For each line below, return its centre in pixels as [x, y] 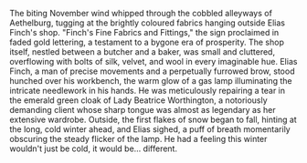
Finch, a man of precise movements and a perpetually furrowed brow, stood [152, 71]
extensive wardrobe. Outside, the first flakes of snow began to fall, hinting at [153, 119]
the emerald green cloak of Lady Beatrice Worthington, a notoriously [138, 100]
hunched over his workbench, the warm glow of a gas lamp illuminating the [151, 81]
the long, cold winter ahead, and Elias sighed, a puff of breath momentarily [150, 129]
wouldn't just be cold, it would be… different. [94, 148]
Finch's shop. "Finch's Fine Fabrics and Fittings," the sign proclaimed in [144, 32]
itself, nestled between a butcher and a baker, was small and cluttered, [143, 52]
